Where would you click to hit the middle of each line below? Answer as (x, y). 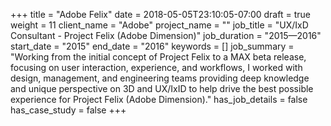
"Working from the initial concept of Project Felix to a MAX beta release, (158, 57)
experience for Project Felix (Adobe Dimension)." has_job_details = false (159, 99)
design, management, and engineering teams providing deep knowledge (160, 78)
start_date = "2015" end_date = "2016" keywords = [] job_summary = (152, 46)
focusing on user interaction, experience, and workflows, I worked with (156, 67)
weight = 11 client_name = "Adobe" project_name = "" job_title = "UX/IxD (159, 25)
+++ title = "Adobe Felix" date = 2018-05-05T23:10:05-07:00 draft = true (160, 14)
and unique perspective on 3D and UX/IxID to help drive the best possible (162, 88)
